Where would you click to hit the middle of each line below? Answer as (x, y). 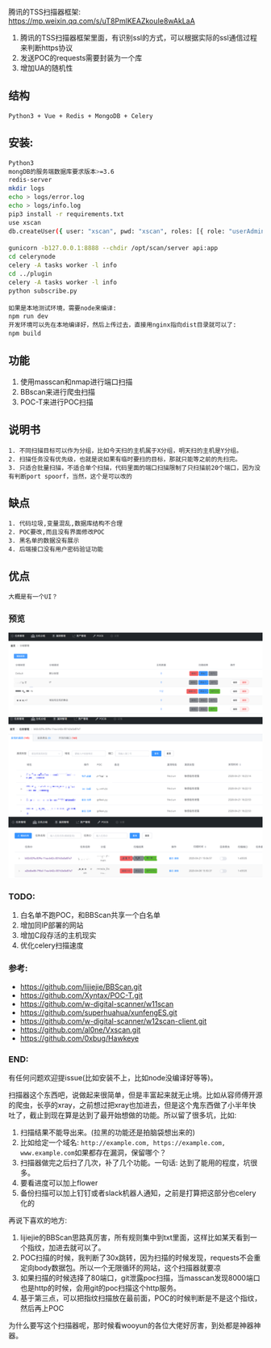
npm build (25, 334)
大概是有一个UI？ (33, 597)
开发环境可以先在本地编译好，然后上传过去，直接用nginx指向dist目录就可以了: (123, 325)
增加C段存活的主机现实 (58, 936)
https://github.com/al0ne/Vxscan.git (80, 1029)
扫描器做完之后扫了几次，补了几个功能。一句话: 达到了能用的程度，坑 (135, 1162)
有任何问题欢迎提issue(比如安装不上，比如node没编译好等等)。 (113, 1078)
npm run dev (28, 317)
